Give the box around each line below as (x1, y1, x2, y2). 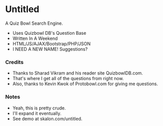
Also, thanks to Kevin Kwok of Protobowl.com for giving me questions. (12, 81, 158, 87)
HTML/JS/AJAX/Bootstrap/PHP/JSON (12, 40, 91, 46)
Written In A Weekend (12, 35, 58, 41)
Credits (5, 58, 24, 66)
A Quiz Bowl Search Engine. (5, 20, 63, 26)
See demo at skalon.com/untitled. (12, 115, 83, 121)
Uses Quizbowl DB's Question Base (12, 30, 87, 36)
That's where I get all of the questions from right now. (12, 76, 124, 82)
